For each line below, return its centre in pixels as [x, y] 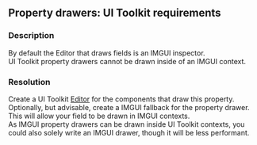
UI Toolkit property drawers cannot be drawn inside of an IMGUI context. [127, 61]
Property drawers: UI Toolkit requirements [115, 13]
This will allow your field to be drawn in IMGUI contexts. [99, 116]
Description [31, 36]
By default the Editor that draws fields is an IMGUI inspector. [107, 53]
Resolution [29, 82]
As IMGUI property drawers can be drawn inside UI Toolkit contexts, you [127, 124]
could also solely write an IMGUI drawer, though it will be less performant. [129, 132]
